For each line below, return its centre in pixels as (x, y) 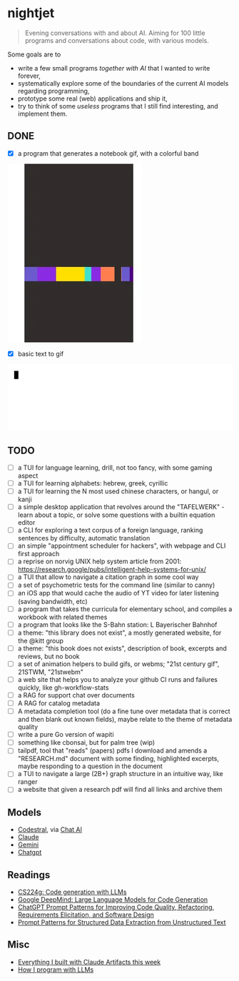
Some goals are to (34, 54)
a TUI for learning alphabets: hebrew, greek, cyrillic (93, 483)
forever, (29, 76)
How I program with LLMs (56, 970)
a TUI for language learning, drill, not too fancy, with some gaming (115, 467)
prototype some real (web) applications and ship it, (92, 99)
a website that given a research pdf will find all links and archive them (120, 790)
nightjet (31, 13)
